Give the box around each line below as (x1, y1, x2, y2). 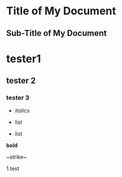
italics (14, 107, 30, 114)
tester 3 (6, 94, 30, 102)
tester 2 (6, 76, 36, 86)
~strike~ (6, 154, 27, 161)
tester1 (6, 52, 41, 65)
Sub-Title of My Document (6, 28, 107, 38)
